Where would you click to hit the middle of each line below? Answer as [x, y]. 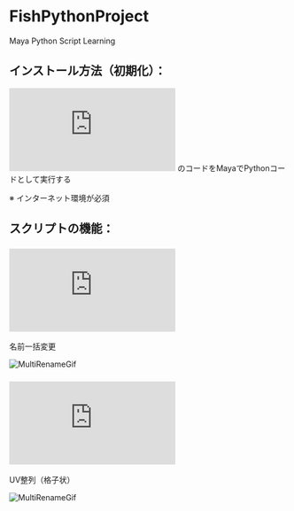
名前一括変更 [32, 346]
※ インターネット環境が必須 [59, 197]
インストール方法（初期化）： [88, 71]
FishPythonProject [79, 16]
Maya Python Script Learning [62, 41]
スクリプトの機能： [62, 229]
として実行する [44, 179]
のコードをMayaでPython [223, 168]
